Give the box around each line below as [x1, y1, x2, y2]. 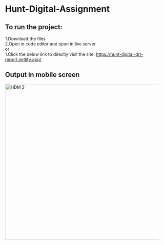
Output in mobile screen [5, 71, 80, 79]
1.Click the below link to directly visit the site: [5, 51, 95, 57]
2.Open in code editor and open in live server [5, 41, 96, 47]
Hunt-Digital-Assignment [5, 3, 110, 15]
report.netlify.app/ [5, 57, 41, 62]
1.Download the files [5, 36, 46, 41]
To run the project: [5, 23, 62, 31]
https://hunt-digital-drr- [96, 51, 143, 57]
